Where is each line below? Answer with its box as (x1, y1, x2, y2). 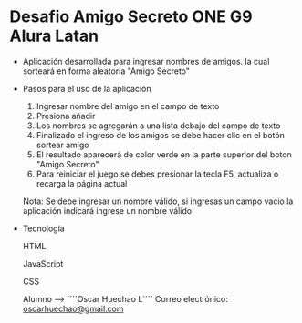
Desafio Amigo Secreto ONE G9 (9, 6, 253, 27)
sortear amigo (36, 139, 89, 150)
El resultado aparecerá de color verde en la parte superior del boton (36, 148, 292, 160)
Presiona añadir (36, 110, 96, 121)
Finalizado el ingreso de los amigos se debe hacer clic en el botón (36, 129, 285, 140)
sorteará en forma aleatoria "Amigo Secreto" (22, 66, 190, 76)
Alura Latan (9, 25, 99, 46)
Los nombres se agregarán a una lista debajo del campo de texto (36, 120, 281, 131)
